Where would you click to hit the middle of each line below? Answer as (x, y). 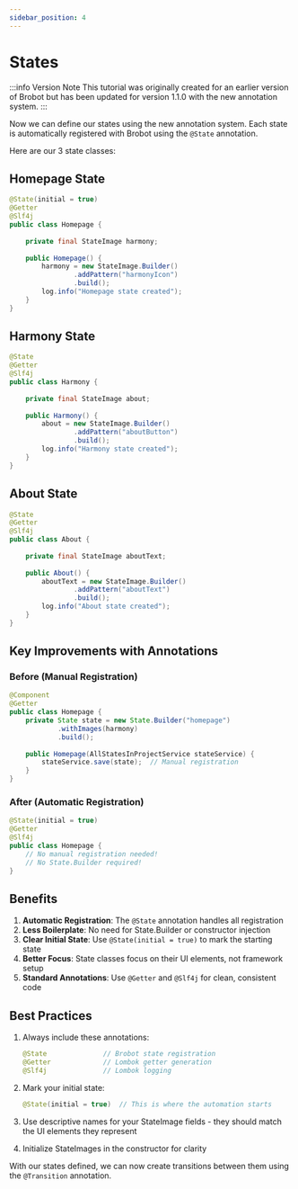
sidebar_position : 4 (48, 18)
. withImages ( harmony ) (98, 729)
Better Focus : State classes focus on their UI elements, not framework (153, 959)
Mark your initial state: (63, 1087)
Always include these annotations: (86, 1037)
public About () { (58, 573)
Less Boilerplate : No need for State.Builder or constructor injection (146, 930)
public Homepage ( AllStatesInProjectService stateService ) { (140, 754)
